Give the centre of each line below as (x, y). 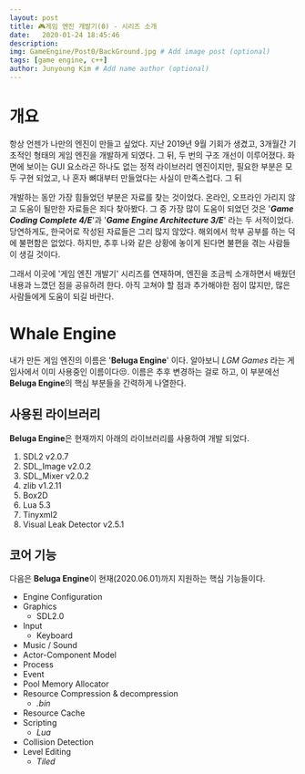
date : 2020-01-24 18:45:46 (65, 35)
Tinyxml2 (40, 514)
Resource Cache (54, 713)
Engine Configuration (62, 597)
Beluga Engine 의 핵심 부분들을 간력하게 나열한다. (98, 383)
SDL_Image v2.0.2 (57, 466)
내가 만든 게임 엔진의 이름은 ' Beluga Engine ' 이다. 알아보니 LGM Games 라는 (147, 360)
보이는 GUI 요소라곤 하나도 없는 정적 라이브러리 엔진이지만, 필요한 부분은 (155, 166)
